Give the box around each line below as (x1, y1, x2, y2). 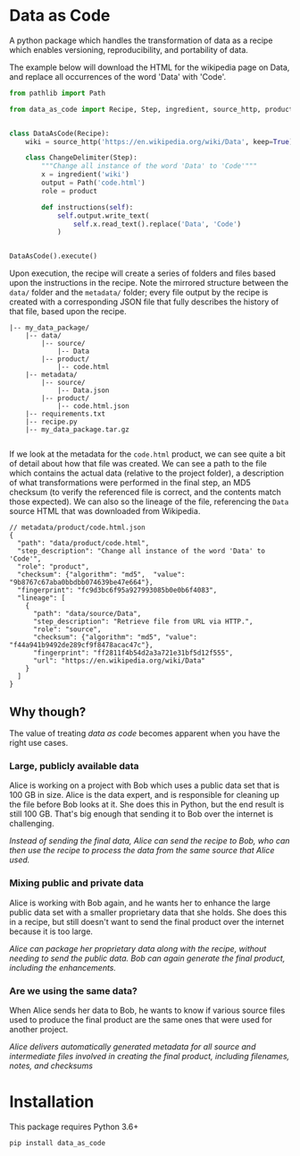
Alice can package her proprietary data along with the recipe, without (9, 943, 267, 954)
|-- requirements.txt (25, 409, 105, 419)
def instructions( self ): (41, 202, 134, 211)
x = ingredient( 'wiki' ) (41, 170, 129, 179)
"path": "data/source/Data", (32, 610, 142, 619)
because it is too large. (9, 926, 94, 937)
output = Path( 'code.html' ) (41, 178, 146, 188)
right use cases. (9, 738, 69, 748)
